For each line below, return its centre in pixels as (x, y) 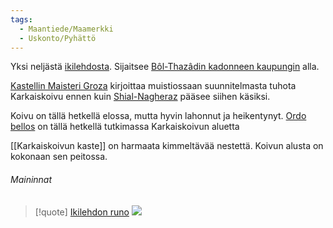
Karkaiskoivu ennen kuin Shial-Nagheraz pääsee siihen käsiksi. (140, 97)
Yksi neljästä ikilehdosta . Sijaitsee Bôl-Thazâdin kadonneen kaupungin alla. (165, 67)
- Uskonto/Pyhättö (58, 38)
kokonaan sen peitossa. (59, 157)
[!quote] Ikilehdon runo (82, 212)
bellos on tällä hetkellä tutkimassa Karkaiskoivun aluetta (125, 127)
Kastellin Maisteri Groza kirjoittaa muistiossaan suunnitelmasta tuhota (153, 86)
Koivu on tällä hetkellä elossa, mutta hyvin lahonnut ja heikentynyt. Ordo (158, 116)
